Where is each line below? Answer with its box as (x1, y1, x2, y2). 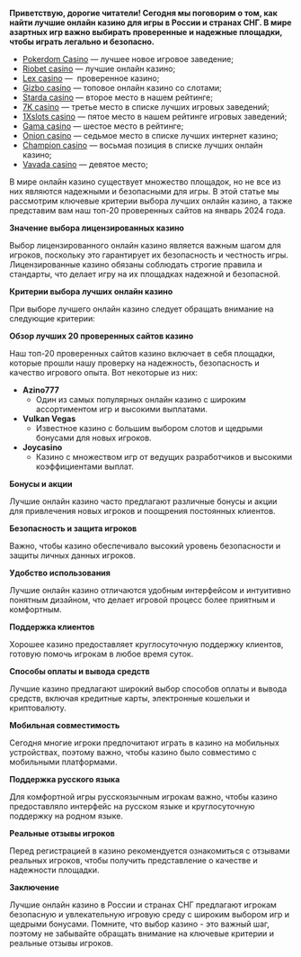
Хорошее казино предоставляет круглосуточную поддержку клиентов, (9, 639, 284, 649)
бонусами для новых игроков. (35, 432, 152, 443)
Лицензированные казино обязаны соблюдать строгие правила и (9, 259, 263, 269)
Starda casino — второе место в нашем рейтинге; (22, 92, 214, 103)
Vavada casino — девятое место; (22, 159, 148, 169)
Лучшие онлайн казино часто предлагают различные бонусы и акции (9, 496, 278, 507)
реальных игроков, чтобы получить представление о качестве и (9, 855, 258, 865)
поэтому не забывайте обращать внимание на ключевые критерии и (9, 928, 275, 939)
